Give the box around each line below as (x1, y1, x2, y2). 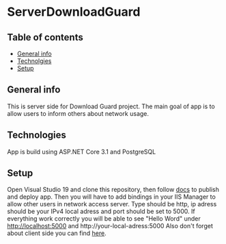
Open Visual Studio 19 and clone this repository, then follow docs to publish (7, 186, 220, 194)
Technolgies (16, 57, 52, 65)
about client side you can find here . (7, 229, 107, 237)
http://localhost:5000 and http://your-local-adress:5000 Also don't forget (7, 222, 213, 230)
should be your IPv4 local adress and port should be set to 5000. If (7, 207, 196, 216)
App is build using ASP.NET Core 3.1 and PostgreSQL (7, 147, 156, 156)
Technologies (7, 130, 67, 141)
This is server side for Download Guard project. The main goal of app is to (7, 102, 215, 110)
